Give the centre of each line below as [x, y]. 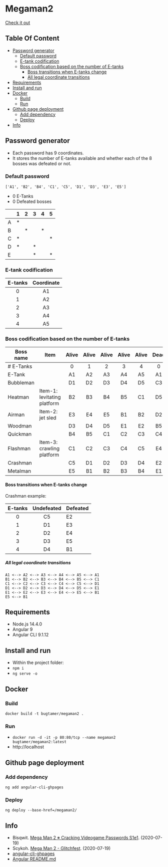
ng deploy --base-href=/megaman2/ [41, 810]
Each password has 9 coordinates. [48, 153]
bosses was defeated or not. [42, 163]
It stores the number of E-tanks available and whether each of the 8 [82, 158]
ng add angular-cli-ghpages [34, 787]
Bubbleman [21, 383]
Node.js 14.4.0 [27, 624]
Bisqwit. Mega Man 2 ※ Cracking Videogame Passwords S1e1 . [76, 838]
